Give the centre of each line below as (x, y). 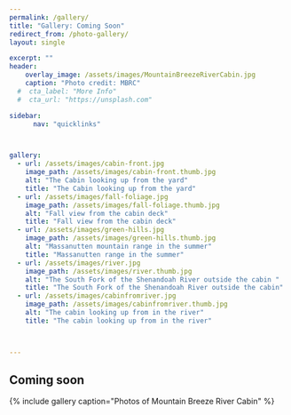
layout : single (37, 42)
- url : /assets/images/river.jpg (79, 263)
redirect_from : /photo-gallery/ (69, 34)
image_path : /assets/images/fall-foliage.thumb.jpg (122, 205)
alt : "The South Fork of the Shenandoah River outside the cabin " (152, 279)
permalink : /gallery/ (49, 17)
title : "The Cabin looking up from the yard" (111, 188)
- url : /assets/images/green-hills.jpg (91, 230)
